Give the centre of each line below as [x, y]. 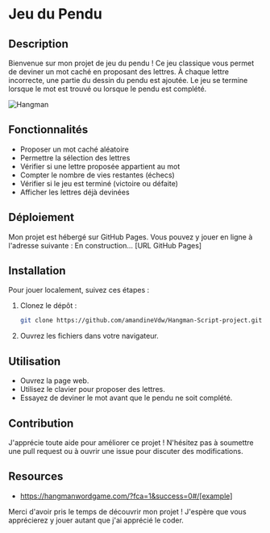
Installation [37, 271]
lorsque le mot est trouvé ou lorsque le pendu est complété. [108, 89]
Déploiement [42, 217]
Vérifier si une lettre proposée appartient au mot [100, 166]
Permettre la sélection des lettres [75, 157]
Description [38, 44]
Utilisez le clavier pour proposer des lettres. [92, 389]
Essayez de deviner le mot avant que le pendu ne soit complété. [126, 398]
